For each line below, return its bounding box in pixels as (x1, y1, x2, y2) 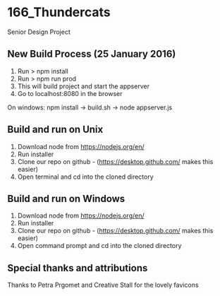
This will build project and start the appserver (17, 82, 150, 90)
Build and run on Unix (7, 124, 104, 136)
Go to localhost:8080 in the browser (17, 89, 123, 97)
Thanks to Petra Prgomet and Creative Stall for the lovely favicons (7, 280, 199, 290)
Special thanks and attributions (7, 262, 148, 274)
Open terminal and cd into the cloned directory (17, 172, 154, 181)
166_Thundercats (7, 4, 111, 20)
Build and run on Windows (7, 192, 126, 205)
